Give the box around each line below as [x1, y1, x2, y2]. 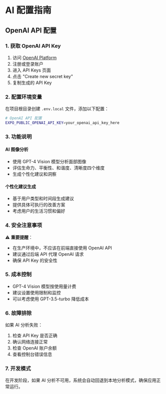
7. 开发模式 [5, 365, 31, 372]
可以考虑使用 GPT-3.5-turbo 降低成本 [12, 296, 89, 302]
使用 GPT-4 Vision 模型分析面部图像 [12, 159, 86, 165]
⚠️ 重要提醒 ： [5, 234, 33, 240]
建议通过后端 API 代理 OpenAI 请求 [12, 251, 84, 257]
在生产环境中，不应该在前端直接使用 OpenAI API [12, 245, 112, 251]
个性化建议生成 [5, 183, 36, 189]
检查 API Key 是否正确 [12, 332, 57, 338]
